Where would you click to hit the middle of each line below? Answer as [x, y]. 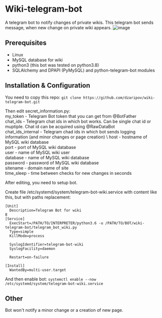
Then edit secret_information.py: [38, 111]
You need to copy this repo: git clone [43, 97]
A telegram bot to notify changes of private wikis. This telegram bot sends [79, 22]
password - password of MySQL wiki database [52, 163]
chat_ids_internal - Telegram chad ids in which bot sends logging [70, 131]
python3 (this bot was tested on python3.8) [55, 65]
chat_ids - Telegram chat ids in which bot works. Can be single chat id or [78, 121]
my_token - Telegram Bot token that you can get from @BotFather [71, 116]
